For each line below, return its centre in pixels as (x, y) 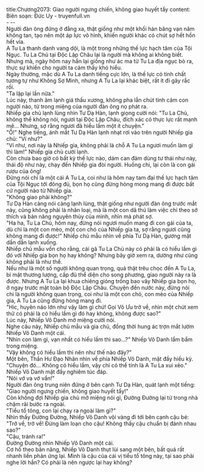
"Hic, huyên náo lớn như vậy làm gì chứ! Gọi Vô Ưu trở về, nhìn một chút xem (102, 307)
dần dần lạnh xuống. (32, 242)
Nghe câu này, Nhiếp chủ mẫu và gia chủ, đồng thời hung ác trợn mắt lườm (100, 326)
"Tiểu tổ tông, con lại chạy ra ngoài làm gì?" (61, 410)
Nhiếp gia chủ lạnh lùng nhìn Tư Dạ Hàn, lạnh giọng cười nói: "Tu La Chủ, (97, 113)
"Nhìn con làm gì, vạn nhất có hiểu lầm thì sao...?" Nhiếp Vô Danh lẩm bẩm (100, 339)
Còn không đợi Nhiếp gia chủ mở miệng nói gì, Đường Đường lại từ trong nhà (102, 398)
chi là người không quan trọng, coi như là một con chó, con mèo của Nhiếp (100, 294)
